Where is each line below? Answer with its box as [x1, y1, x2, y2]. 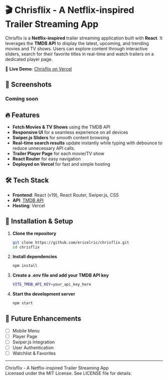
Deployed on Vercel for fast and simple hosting [12, 161, 110, 167]
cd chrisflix [12, 245, 40, 250]
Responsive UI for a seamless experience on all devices [12, 129, 128, 135]
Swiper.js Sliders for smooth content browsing [12, 135, 109, 141]
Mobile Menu [12, 328, 40, 334]
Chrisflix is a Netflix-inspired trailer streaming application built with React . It [5, 35, 162, 41]
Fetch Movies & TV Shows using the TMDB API [12, 124, 111, 130]
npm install [12, 263, 37, 268]
